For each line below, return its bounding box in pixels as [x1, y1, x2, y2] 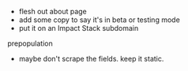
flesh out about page [18, 7, 88, 16]
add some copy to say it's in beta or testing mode [18, 15, 181, 24]
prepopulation [7, 39, 53, 48]
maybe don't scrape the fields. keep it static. [18, 54, 164, 63]
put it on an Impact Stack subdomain [18, 24, 139, 32]
